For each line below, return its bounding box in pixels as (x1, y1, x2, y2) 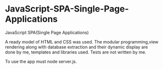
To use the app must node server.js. (5, 58, 77, 64)
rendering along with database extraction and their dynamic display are (5, 44, 148, 50)
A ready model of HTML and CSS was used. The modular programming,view (5, 39, 159, 44)
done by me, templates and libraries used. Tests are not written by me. (5, 49, 146, 55)
